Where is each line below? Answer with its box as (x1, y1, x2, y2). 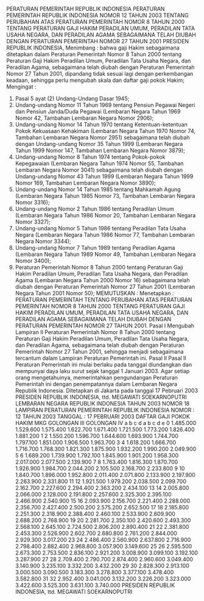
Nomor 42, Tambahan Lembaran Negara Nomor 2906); (15, 114, 154, 122)
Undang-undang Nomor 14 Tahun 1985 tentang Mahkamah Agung (15, 186, 181, 193)
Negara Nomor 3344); (15, 238, 71, 245)
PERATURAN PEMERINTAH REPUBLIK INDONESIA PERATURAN (6, 5, 165, 12)
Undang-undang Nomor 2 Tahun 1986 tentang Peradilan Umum (15, 205, 175, 213)
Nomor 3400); (15, 257, 52, 264)
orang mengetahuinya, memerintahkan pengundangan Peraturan (15, 374, 178, 381)
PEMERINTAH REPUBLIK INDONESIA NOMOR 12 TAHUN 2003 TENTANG (6, 12, 189, 19)
